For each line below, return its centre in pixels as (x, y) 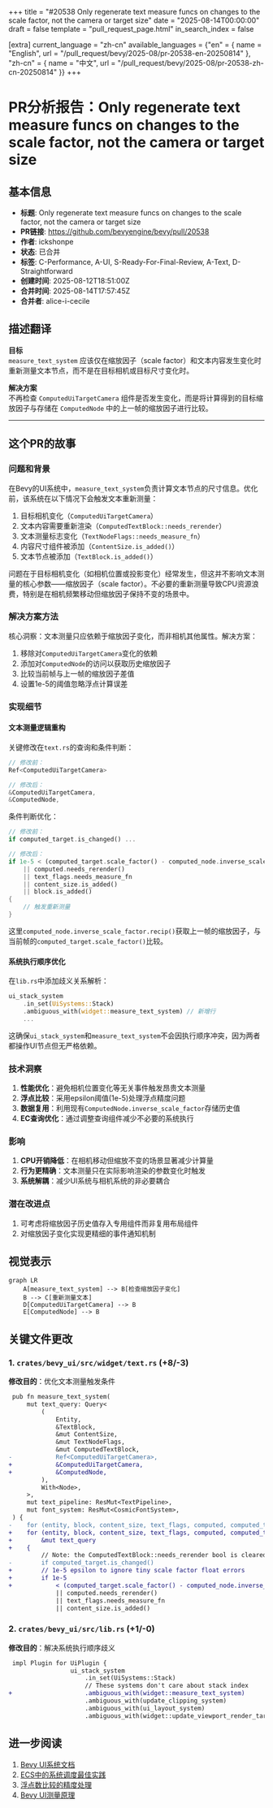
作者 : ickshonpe (47, 242)
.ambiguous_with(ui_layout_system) (145, 1708)
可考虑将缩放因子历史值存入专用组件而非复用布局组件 (109, 1223)
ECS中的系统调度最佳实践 (63, 1775)
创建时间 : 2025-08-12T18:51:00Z (75, 281)
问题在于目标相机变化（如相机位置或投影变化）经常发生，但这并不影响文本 (133, 573)
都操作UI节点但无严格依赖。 (55, 1045)
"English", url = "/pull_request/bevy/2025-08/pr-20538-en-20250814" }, (130, 53)
